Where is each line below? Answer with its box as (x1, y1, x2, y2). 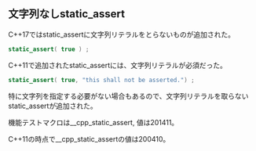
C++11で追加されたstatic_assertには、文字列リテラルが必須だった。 (8, 60, 228, 70)
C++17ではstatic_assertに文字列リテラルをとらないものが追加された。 (8, 30, 236, 39)
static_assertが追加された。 (8, 101, 98, 110)
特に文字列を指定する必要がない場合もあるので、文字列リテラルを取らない (8, 91, 249, 100)
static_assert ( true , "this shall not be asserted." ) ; (8, 76, 195, 84)
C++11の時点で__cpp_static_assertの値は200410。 (8, 134, 170, 143)
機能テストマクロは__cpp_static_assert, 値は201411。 (8, 117, 179, 127)
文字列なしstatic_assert (8, 7, 126, 21)
